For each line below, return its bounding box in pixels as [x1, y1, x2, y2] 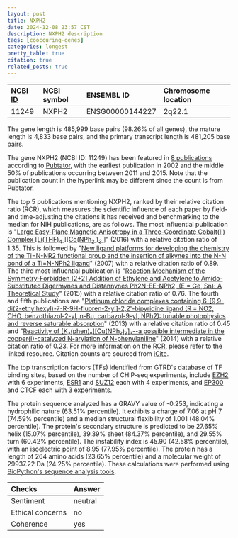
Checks [11, 484, 38, 494]
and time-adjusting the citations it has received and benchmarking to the [7, 212, 220, 220]
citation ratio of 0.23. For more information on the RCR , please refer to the [7, 342, 223, 351]
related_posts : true [7, 63, 69, 70]
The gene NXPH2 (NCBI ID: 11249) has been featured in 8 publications [7, 153, 212, 162]
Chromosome [163, 86, 210, 96]
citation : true [7, 57, 52, 64]
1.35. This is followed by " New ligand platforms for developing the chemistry [7, 244, 229, 252]
